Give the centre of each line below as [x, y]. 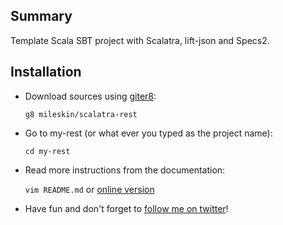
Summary [41, 16]
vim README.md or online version [89, 189]
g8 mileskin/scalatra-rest [81, 114]
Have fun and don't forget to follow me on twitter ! [126, 208]
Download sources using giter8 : [90, 96]
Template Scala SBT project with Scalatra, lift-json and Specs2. [140, 40]
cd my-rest [47, 151]
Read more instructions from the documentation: [125, 170]
